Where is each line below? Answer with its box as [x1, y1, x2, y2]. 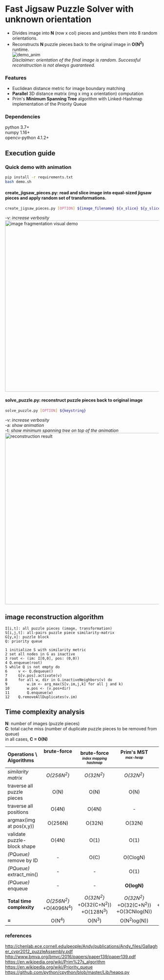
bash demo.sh [5, 179, 32, 184]
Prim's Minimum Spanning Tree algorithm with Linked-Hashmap [12, 95, 143, 101]
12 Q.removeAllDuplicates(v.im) [5, 694, 78, 700]
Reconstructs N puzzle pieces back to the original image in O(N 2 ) [12, 40, 144, 47]
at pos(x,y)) [7, 823, 35, 830]
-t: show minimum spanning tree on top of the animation [5, 427, 119, 433]
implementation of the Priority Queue [12, 101, 87, 107]
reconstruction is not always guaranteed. [12, 62, 95, 68]
